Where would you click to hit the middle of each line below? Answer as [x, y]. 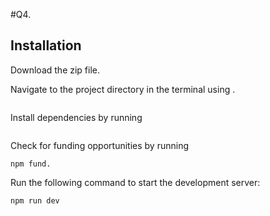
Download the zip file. [55, 70]
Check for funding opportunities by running [99, 145]
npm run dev [35, 200]
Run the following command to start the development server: [135, 182]
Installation [46, 45]
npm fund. [31, 164]
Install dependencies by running [76, 117]
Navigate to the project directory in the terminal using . [123, 89]
